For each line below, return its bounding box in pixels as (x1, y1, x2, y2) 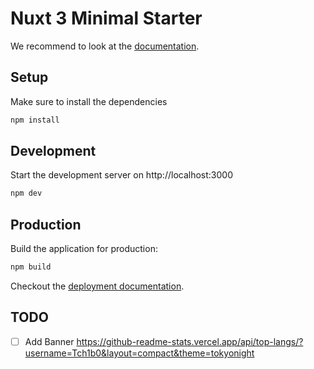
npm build (10, 262, 52, 272)
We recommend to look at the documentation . (10, 40, 200, 52)
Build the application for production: (10, 243, 158, 255)
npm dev (10, 188, 43, 199)
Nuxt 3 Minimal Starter (10, 7, 203, 30)
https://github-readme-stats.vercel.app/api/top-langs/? (76, 335, 304, 347)
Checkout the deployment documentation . (10, 280, 185, 292)
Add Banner (24, 335, 75, 347)
